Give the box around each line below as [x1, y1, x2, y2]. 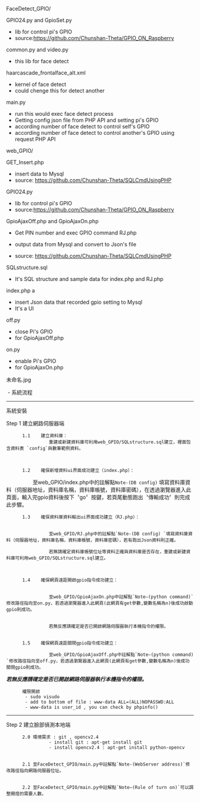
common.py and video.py [6, 46, 68, 53]
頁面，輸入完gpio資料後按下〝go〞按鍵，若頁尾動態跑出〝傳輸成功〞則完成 [6, 493, 190, 501]
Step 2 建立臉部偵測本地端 [6, 721, 71, 728]
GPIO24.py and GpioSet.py [6, 17, 73, 23]
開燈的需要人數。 [10, 791, 46, 797]
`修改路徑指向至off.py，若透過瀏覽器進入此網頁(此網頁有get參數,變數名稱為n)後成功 [6, 658, 190, 664]
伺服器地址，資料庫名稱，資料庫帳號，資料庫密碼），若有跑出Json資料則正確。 [14, 537, 179, 543]
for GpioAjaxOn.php [14, 364, 64, 371]
